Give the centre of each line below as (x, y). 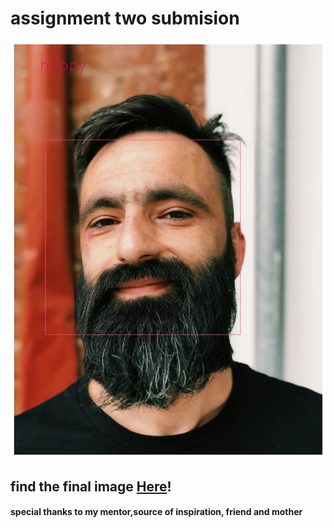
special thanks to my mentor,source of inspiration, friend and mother (156, 512)
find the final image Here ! (91, 486)
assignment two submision (125, 18)
